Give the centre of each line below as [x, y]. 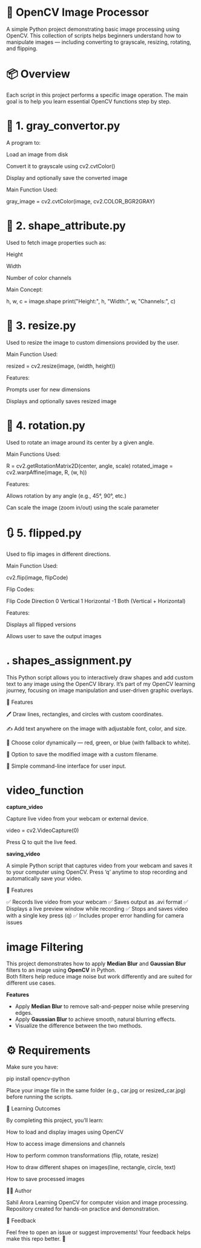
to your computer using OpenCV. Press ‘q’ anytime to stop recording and [97, 872]
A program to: [24, 142]
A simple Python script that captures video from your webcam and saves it [99, 866]
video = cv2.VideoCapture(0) [43, 830]
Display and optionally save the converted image [67, 177]
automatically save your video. [44, 879]
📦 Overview [38, 74]
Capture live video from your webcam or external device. [77, 819]
